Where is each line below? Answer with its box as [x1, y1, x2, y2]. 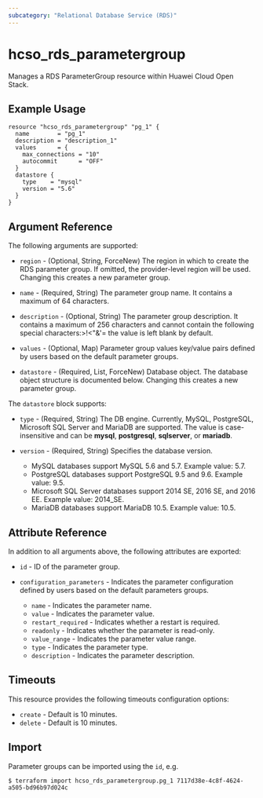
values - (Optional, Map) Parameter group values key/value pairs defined [19, 343, 255, 353]
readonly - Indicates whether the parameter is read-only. [31, 626, 215, 635]
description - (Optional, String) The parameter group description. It [19, 312, 239, 321]
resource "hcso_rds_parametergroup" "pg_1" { [8, 123, 159, 131]
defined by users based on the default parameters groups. [19, 586, 210, 595]
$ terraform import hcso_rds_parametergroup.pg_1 [8, 777, 174, 785]
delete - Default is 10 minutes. [19, 718, 118, 727]
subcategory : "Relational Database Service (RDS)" [8, 11, 177, 20]
